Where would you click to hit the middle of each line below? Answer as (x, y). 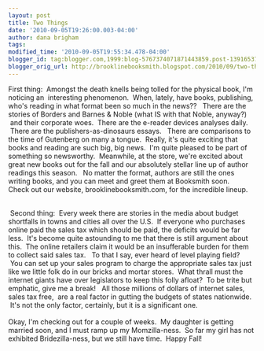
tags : (17, 45)
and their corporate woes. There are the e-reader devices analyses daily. (129, 122)
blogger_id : (27, 60)
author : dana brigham (44, 37)
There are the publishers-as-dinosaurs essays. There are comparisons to (130, 131)
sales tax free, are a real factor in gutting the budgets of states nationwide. (130, 297)
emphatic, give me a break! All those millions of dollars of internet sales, (126, 288)
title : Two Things (38, 23)
